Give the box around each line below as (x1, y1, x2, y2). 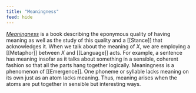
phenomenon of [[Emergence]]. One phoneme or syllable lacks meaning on (6, 68, 190, 75)
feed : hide (6, 14, 33, 20)
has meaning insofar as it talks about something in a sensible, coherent (6, 55, 178, 62)
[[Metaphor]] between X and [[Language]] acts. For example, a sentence (6, 49, 182, 56)
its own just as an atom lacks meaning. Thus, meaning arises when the (6, 74, 178, 81)
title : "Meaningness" (6, 8, 59, 15)
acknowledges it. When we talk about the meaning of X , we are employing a (6, 42, 191, 50)
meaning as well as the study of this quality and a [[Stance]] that (6, 36, 163, 44)
